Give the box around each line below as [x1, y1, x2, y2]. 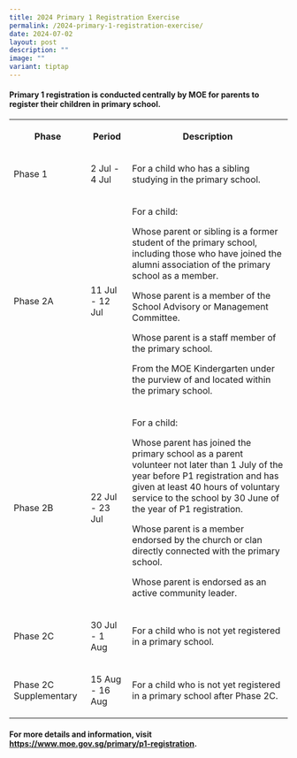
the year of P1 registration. [132, 503, 243, 516]
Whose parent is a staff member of [132, 332, 277, 344]
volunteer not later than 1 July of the [132, 459, 284, 471]
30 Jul [90, 619, 118, 632]
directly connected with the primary [132, 545, 280, 557]
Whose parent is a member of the [132, 289, 271, 302]
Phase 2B [13, 502, 54, 514]
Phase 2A [13, 295, 55, 308]
